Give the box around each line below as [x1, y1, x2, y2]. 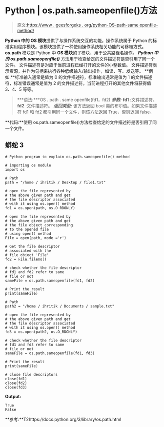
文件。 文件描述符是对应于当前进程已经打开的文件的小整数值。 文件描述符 [5, 62, 153, 68]
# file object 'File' [5, 252, 49, 257]
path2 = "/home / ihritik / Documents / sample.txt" [5, 304, 115, 308]
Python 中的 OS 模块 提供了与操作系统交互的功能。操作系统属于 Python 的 [5, 38, 153, 43]
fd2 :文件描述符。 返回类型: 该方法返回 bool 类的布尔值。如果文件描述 [17, 102, 157, 108]
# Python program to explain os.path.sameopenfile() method [5, 154, 130, 159]
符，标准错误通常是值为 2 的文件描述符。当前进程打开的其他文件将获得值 [5, 80, 151, 86]
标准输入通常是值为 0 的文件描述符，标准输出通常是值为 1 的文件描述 [15, 74, 153, 80]
